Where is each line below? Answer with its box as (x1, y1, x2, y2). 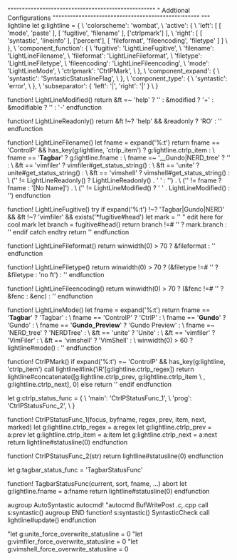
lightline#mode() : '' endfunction (7, 343, 102, 352)
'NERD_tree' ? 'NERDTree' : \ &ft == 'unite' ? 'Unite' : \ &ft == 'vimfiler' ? (7, 328, 216, 337)
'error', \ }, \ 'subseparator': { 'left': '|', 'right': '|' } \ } (7, 82, 159, 90)
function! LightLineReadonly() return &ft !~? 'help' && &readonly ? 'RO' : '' (7, 117, 222, 125)
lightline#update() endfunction (7, 516, 97, 524)
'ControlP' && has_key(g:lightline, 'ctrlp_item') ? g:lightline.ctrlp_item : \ (7, 146, 215, 154)
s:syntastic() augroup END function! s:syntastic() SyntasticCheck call (7, 509, 210, 517)
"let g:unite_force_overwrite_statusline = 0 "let (7, 530, 143, 538)
